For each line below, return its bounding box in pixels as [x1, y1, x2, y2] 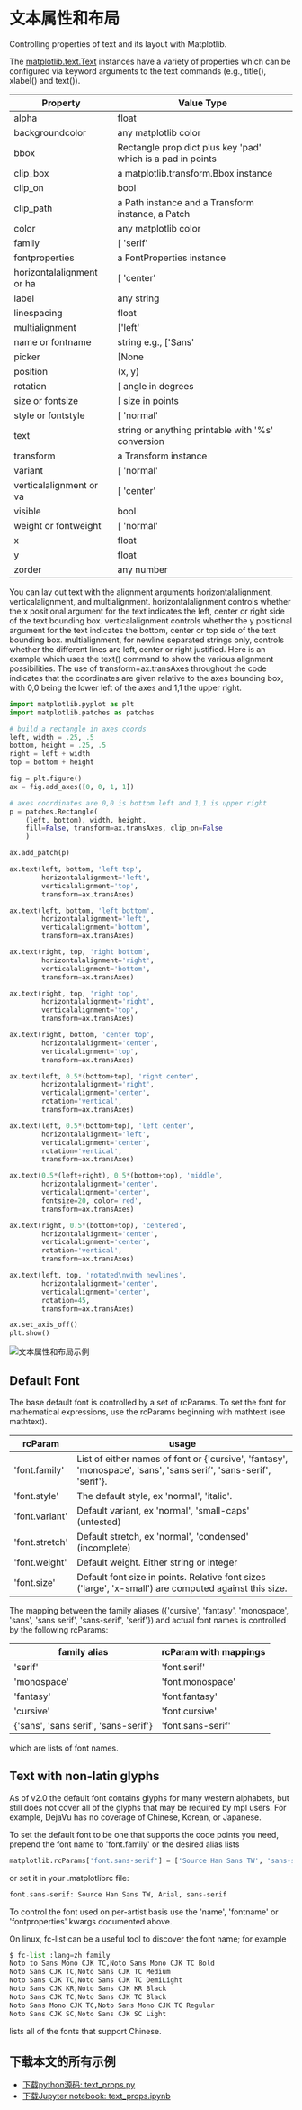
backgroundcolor [13, 126, 87, 139]
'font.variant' [13, 1510, 68, 1523]
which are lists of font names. [9, 1742, 119, 1753]
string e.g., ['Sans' [117, 335, 195, 348]
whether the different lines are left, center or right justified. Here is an [9, 643, 266, 654]
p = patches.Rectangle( [9, 807, 99, 816]
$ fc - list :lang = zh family [9, 1951, 111, 1960]
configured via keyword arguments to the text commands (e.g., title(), [9, 65, 267, 77]
